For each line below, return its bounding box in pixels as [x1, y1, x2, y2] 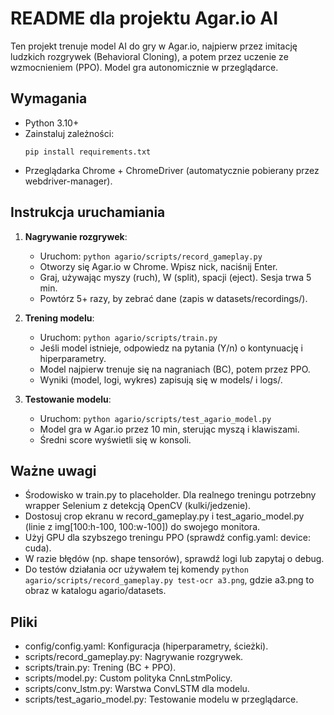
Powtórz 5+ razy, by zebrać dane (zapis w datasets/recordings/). [39, 292, 308, 304]
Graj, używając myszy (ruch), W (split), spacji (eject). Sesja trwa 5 [39, 271, 312, 283]
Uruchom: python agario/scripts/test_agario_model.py [39, 412, 272, 424]
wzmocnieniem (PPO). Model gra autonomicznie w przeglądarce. [10, 61, 279, 73]
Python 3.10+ [24, 117, 80, 129]
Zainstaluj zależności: [24, 127, 115, 139]
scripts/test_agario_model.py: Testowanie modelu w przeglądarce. [24, 693, 299, 706]
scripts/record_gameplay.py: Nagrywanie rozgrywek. [24, 651, 244, 663]
